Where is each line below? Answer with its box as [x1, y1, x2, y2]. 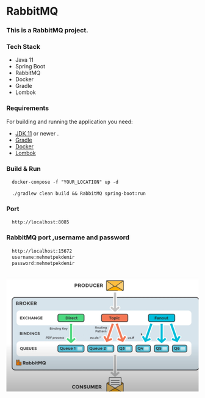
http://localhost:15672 [12, 248, 72, 254]
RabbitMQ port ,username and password [6, 233, 130, 242]
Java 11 [15, 56, 34, 63]
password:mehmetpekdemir [12, 260, 75, 266]
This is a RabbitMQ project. [6, 26, 88, 35]
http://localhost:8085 [12, 219, 70, 225]
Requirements [6, 104, 49, 112]
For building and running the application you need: [6, 118, 133, 125]
